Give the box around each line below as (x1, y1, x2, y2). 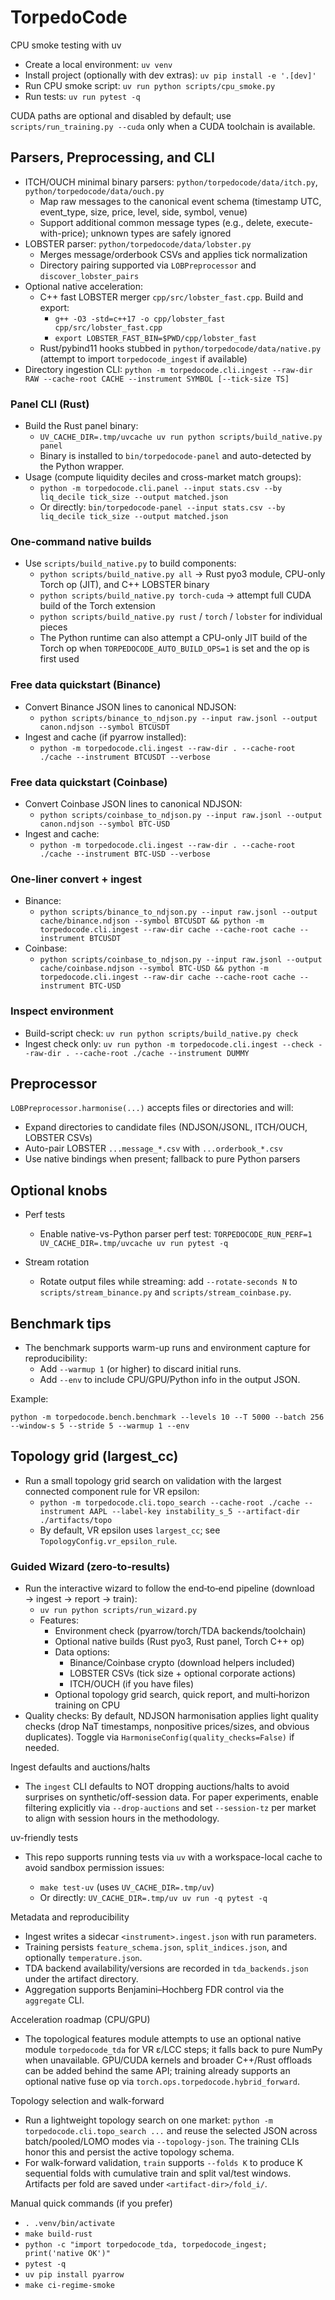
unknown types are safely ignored (90, 227, 232, 239)
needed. (24, 1742, 60, 1754)
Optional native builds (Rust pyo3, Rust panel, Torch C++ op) (54, 1636, 305, 1648)
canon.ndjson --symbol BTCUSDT (39, 722, 171, 732)
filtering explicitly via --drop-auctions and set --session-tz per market (24, 1802, 317, 1814)
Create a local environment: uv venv (24, 58, 173, 70)
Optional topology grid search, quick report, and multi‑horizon (54, 1689, 310, 1701)
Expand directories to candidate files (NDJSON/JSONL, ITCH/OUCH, (24, 1121, 308, 1133)
